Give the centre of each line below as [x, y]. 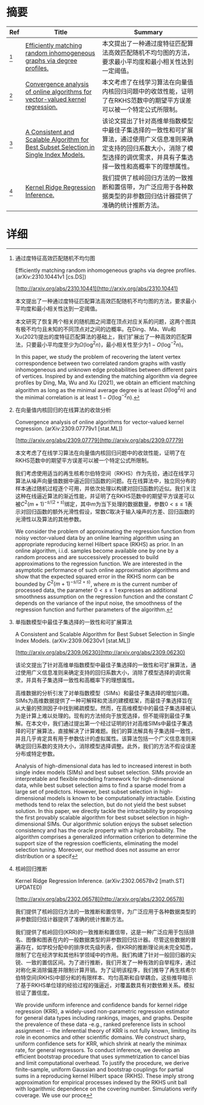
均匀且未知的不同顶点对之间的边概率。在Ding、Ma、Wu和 [104, 329]
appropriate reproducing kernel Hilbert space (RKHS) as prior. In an [99, 544]
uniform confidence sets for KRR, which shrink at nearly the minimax [101, 1044]
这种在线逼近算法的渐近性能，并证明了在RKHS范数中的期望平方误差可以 [105, 496]
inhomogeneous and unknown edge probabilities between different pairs [106, 369]
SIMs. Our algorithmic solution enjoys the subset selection [120, 824]
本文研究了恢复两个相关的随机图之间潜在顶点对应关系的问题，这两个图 [103, 321]
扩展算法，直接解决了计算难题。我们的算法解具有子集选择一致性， [114, 731]
